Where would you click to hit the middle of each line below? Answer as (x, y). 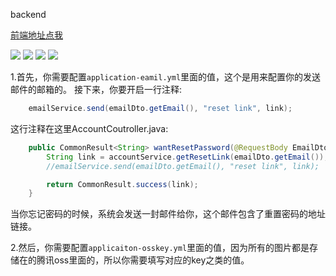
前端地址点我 (36, 35)
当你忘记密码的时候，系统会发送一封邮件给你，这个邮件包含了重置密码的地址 (168, 214)
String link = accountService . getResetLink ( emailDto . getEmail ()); (187, 157)
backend (28, 14)
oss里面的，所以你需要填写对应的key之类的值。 (151, 260)
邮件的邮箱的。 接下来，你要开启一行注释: (96, 89)
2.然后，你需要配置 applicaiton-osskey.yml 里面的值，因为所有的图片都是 (160, 248)
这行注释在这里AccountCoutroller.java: (89, 128)
